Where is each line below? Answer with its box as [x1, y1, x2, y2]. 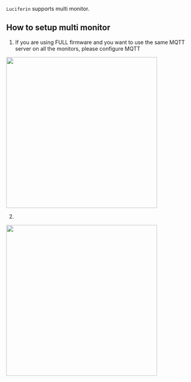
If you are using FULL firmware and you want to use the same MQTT [14, 39, 186, 46]
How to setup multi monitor [6, 22, 111, 33]
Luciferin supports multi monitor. [6, 5, 90, 12]
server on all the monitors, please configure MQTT [14, 45, 140, 52]
